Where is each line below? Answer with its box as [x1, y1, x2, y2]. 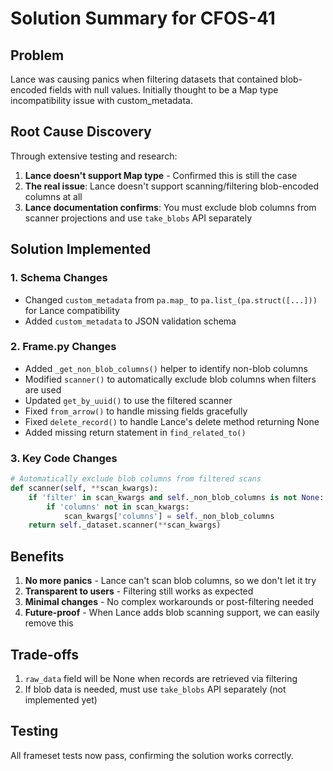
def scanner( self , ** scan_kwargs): [10, 483, 159, 493]
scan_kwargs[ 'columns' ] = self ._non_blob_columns [63, 511, 275, 521]
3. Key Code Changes [10, 451, 118, 465]
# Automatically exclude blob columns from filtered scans [10, 474, 262, 484]
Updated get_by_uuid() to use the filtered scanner [24, 394, 233, 406]
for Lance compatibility [24, 304, 120, 316]
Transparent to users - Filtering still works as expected [24, 585, 254, 597]
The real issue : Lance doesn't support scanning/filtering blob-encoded [24, 180, 320, 192]
